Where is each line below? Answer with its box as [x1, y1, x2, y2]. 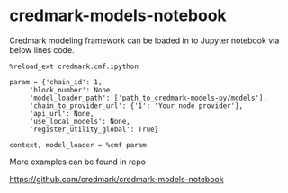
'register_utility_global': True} [29, 125, 159, 134]
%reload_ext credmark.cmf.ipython [9, 62, 139, 71]
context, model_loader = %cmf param [9, 140, 147, 149]
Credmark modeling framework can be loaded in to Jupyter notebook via [9, 35, 280, 46]
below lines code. [9, 44, 75, 55]
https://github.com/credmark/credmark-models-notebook [9, 173, 224, 184]
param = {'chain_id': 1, [9, 77, 103, 86]
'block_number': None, [29, 85, 115, 94]
